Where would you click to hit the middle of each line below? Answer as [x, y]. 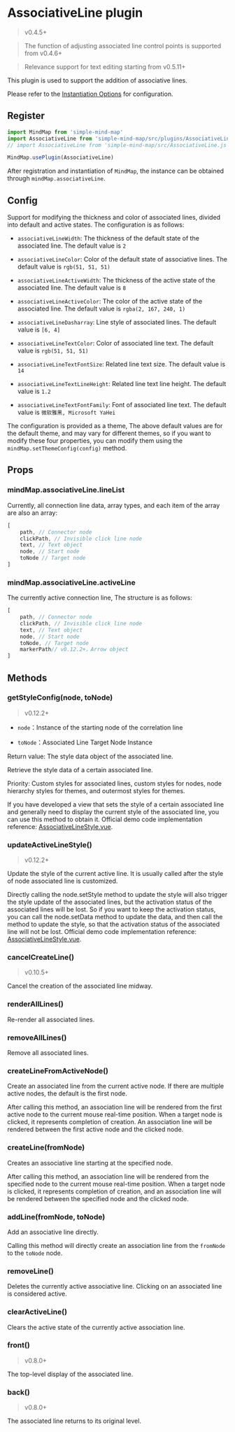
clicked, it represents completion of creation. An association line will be [110, 1122]
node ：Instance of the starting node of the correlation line [100, 727]
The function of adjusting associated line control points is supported [123, 45]
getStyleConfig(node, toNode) [60, 697]
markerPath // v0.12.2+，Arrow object [74, 650]
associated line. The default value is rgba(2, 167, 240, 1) [101, 309]
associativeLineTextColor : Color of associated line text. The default [115, 343]
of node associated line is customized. [63, 881]
